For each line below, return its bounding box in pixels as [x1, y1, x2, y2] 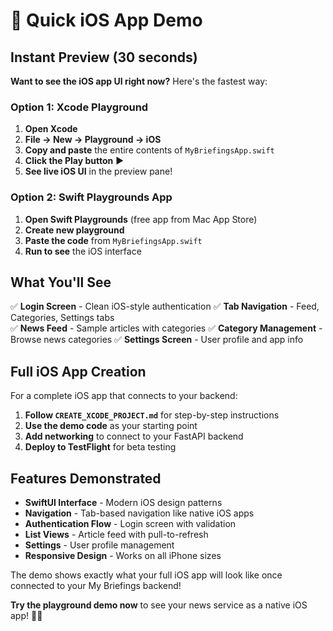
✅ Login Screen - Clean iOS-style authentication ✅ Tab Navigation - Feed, [10, 300, 320, 313]
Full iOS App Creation [10, 363, 147, 380]
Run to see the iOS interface [24, 245, 142, 257]
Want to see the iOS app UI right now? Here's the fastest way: [10, 75, 268, 87]
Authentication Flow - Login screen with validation [24, 518, 237, 530]
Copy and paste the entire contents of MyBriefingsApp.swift [24, 144, 275, 156]
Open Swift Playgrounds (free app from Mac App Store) [24, 213, 258, 225]
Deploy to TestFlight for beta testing [24, 441, 177, 453]
